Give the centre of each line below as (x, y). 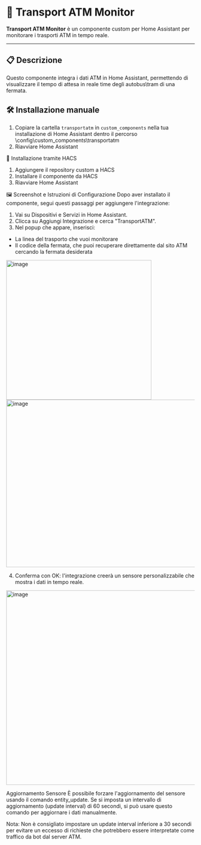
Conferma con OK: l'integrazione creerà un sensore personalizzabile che (104, 575)
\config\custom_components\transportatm (67, 140)
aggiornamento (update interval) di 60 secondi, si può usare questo (89, 806)
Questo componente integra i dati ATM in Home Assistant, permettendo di (97, 78)
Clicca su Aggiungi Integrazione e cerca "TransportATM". (86, 221)
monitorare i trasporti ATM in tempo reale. (58, 35)
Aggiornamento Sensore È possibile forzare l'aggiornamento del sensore (96, 793)
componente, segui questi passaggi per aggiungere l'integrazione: (88, 203)
